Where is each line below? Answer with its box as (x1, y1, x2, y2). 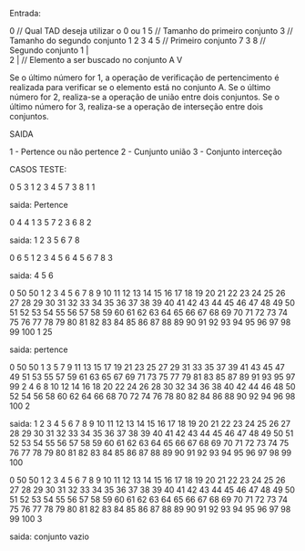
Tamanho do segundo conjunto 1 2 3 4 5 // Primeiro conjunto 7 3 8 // (9, 36, 267, 46)
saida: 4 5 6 (9, 270, 54, 281)
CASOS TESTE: (9, 164, 67, 174)
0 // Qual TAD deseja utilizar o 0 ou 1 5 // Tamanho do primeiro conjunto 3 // (9, 26, 293, 36)
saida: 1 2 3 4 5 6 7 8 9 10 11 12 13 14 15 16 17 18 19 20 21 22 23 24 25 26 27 (9, 419, 291, 429)
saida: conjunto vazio (9, 531, 89, 542)
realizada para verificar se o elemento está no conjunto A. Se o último (9, 82, 271, 92)
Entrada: (9, 8, 41, 18)
